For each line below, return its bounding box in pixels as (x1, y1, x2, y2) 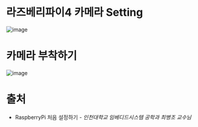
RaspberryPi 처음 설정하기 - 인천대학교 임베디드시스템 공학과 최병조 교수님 (14, 113, 192, 121)
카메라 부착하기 (6, 49, 77, 63)
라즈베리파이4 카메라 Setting (6, 5, 143, 19)
